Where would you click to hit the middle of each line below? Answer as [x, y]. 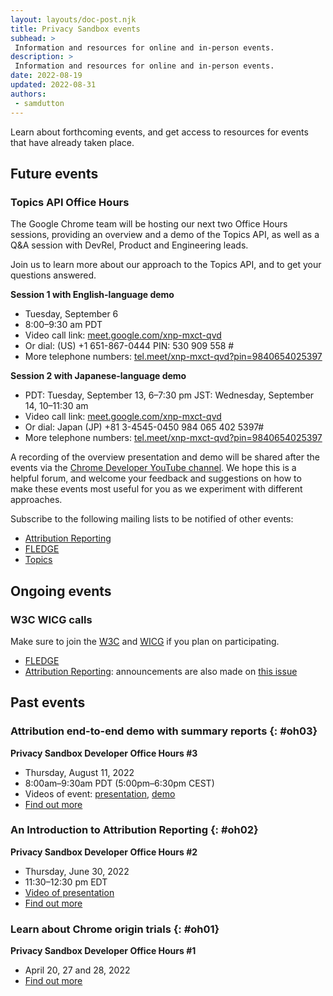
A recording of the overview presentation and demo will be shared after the [165, 457]
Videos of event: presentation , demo [100, 793]
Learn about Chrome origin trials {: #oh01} [115, 929]
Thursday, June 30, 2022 [77, 871]
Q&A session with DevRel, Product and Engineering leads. [129, 245]
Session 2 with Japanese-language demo [98, 376]
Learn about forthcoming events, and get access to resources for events [159, 132]
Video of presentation [69, 892]
